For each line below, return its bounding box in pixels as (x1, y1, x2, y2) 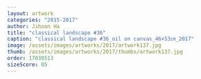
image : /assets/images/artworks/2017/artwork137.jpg (7, 42, 162, 49)
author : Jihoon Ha (7, 23, 60, 30)
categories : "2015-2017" (7, 16, 78, 23)
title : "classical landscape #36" (7, 29, 107, 36)
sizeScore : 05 (7, 61, 48, 68)
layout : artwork (7, 10, 54, 17)
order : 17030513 (7, 55, 54, 62)
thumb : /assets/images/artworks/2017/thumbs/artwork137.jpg (7, 49, 184, 56)
